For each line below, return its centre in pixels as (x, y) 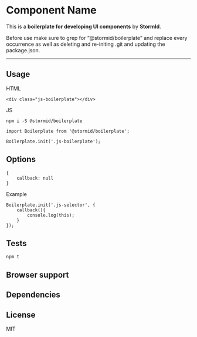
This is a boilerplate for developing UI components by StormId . (84, 26)
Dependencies (33, 295)
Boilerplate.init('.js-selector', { (51, 205)
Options (21, 159)
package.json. (23, 50)
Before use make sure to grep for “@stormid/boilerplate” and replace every (97, 38)
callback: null (35, 178)
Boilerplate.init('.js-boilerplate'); (53, 141)
